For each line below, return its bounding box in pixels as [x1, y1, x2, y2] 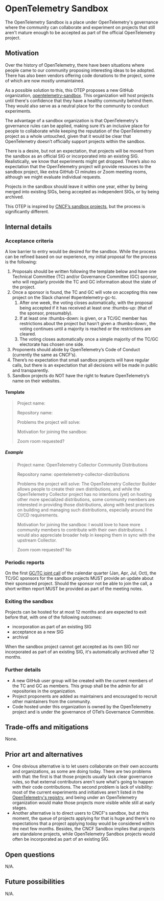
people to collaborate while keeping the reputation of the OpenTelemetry [5, 128, 152, 134]
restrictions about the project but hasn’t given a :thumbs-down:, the [19, 321, 156, 327]
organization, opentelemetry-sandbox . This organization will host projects [5, 92, 154, 98]
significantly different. [5, 208, 49, 214]
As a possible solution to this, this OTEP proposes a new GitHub [5, 87, 134, 93]
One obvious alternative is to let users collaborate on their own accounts [12, 763, 159, 769]
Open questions [5, 850, 55, 859]
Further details [5, 667, 41, 673]
